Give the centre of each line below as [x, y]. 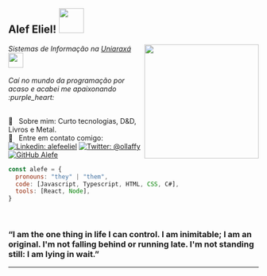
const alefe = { [35, 169]
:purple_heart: [31, 97]
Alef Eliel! [33, 30]
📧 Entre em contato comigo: [56, 138]
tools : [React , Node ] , [53, 191]
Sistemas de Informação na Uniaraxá [70, 48]
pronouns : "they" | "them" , [62, 176]
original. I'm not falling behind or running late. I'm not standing [131, 244]
